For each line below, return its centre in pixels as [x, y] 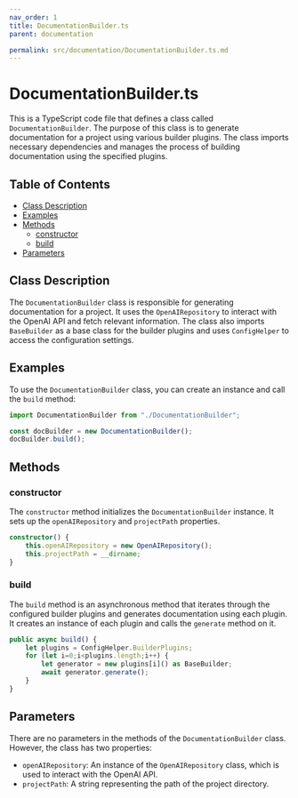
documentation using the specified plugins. [89, 156]
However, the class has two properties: [81, 747]
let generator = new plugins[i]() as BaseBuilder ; [137, 664]
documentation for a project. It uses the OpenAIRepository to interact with [143, 311]
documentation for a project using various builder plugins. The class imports [149, 138]
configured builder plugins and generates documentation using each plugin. [148, 613]
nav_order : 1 [33, 17]
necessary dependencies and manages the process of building [125, 147]
